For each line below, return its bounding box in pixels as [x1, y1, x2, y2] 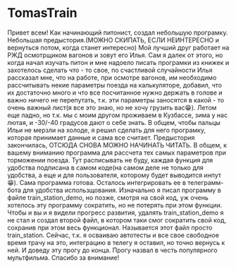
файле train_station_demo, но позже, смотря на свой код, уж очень [7, 193, 209, 202]
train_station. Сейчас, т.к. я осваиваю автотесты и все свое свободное [7, 231, 220, 239]
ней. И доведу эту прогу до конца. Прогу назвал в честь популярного [7, 246, 218, 254]
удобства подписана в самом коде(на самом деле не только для [7, 163, 204, 172]
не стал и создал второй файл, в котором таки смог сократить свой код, [7, 215, 227, 224]
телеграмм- [187, 178, 224, 186]
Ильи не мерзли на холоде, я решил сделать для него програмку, [7, 126, 206, 134]
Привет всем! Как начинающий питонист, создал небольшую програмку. [7, 28, 228, 37]
